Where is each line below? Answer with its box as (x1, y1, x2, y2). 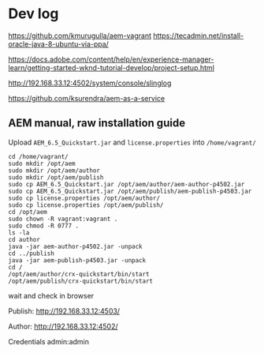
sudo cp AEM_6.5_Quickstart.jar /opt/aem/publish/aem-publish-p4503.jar (8, 187, 252, 195)
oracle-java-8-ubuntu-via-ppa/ (8, 39, 109, 48)
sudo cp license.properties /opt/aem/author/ (8, 194, 160, 202)
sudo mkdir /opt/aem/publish (8, 173, 104, 182)
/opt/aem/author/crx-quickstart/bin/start (8, 270, 150, 278)
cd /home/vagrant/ (8, 152, 69, 160)
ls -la (8, 228, 30, 237)
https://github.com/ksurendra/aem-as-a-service (8, 93, 165, 103)
